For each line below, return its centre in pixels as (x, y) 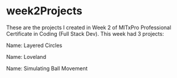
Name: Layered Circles (34, 45)
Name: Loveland (26, 57)
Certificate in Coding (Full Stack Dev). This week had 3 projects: (85, 33)
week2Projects (44, 11)
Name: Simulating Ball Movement (47, 68)
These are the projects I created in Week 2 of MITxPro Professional (89, 27)
